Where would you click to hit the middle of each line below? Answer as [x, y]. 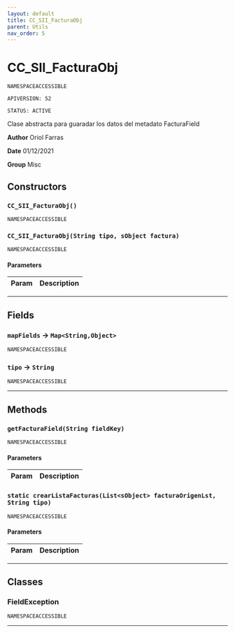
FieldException [33, 602]
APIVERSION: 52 [29, 99]
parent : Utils [28, 27]
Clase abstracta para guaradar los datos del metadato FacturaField [104, 124]
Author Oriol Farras [36, 138]
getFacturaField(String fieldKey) [66, 428]
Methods [27, 410]
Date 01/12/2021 [30, 151]
